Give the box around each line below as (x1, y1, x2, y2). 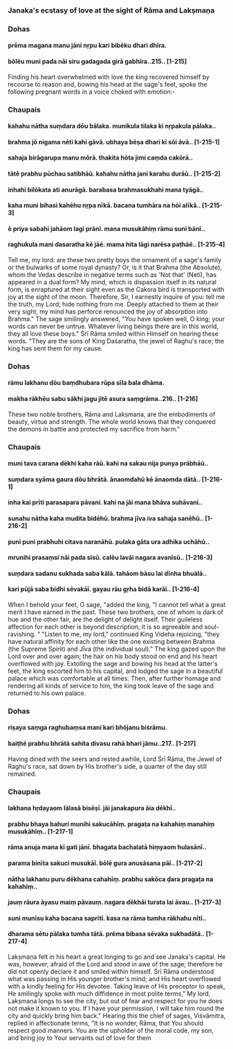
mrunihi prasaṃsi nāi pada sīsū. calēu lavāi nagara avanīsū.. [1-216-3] (8, 554, 213, 562)
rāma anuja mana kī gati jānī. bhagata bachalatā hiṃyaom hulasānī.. (8, 843, 207, 851)
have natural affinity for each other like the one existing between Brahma (8, 637, 215, 645)
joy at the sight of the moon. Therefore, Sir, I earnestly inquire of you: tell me (8, 292, 225, 300)
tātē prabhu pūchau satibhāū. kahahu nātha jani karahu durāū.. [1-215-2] (8, 169, 221, 178)
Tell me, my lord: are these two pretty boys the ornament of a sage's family (8, 255, 222, 264)
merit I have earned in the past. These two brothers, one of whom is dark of (8, 608, 224, 616)
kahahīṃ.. (8, 882, 37, 890)
